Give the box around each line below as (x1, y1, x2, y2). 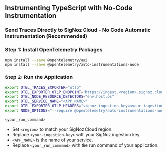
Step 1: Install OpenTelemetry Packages (5, 46, 103, 53)
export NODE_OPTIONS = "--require (5, 108, 72, 113)
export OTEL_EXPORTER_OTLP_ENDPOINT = (5, 89, 83, 95)
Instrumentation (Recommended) (5, 33, 88, 40)
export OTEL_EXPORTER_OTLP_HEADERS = (5, 104, 81, 109)
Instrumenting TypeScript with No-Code (5, 4, 133, 12)
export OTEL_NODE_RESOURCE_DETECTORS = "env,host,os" (5, 94, 114, 99)
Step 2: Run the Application (5, 74, 73, 81)
